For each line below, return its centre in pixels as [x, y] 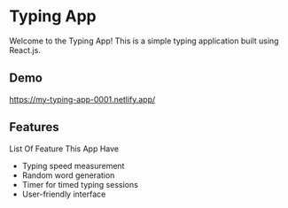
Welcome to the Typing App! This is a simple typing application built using [144, 41]
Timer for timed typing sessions [80, 184]
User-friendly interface [64, 194]
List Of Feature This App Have [64, 149]
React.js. [25, 50]
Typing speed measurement [73, 166]
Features [34, 127]
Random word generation [68, 175]
